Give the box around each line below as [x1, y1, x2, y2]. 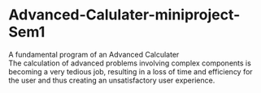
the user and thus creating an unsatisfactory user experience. [8, 75, 215, 85]
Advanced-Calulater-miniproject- [8, 6, 241, 24]
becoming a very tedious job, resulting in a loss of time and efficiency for [8, 66, 254, 76]
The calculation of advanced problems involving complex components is [8, 58, 252, 68]
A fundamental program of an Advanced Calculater [8, 49, 180, 59]
